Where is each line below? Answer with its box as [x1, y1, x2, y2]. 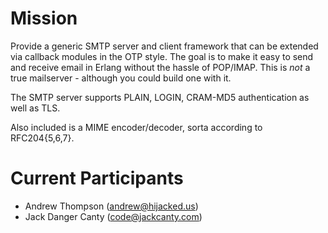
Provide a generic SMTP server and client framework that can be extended [10, 40, 319, 52]
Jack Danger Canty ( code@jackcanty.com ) [24, 210, 203, 222]
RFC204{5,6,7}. [10, 132, 75, 144]
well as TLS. [10, 102, 61, 114]
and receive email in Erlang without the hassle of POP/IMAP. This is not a [10, 61, 311, 73]
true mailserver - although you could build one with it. [10, 72, 232, 84]
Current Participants [10, 167, 184, 190]
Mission [10, 7, 78, 30]
